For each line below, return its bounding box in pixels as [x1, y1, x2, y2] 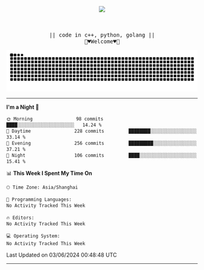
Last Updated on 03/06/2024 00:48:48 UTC [6, 251, 117, 258]
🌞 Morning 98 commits [6, 116, 104, 122]
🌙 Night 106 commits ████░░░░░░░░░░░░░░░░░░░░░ [6, 152, 197, 158]
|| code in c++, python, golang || [49, 32, 155, 38]
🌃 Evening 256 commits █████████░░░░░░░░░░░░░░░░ [6, 140, 197, 146]
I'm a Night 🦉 [6, 103, 39, 111]
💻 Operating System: [6, 233, 61, 239]
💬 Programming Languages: [6, 196, 72, 202]
